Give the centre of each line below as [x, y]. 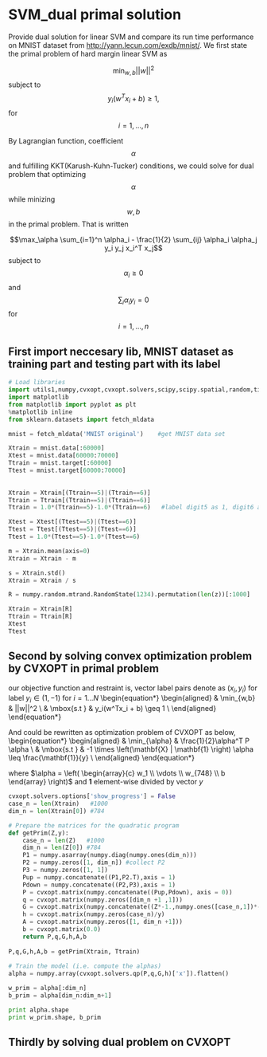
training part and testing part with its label [114, 364]
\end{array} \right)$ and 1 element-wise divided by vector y [106, 782]
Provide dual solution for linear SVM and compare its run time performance [131, 37]
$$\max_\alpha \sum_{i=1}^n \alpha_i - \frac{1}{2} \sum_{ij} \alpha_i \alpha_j [133, 239]
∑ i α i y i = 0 [133, 301]
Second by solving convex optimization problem [130, 656]
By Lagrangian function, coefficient [66, 140]
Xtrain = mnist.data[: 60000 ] [56, 448]
